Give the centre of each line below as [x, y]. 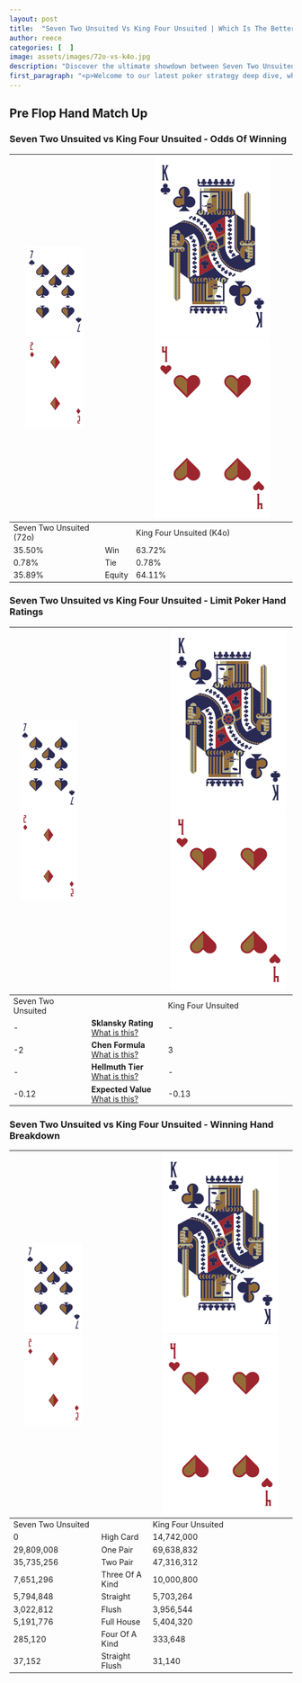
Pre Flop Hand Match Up [79, 114]
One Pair [117, 1549]
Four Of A [119, 1634]
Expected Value [121, 1089]
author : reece [36, 38]
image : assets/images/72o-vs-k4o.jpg [80, 57]
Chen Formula [118, 1045]
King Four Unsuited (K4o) [183, 533]
